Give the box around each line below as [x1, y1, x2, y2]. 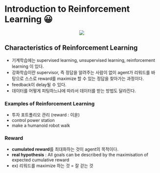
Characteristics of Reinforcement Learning [4, 44, 138, 52]
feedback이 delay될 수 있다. [11, 81, 67, 87]
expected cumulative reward [11, 157, 69, 163]
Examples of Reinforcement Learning [4, 100, 95, 107]
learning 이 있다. [11, 63, 44, 69]
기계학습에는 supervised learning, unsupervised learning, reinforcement [11, 57, 155, 63]
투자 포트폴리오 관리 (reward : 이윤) [11, 112, 80, 118]
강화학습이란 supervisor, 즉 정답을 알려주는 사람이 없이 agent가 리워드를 [11, 69, 150, 75]
